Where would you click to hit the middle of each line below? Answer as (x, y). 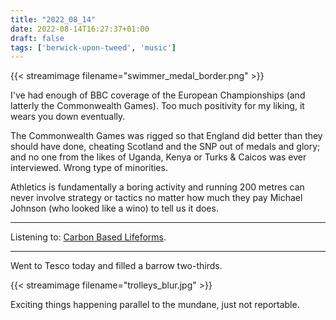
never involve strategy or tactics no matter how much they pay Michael (156, 198)
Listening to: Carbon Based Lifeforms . (88, 237)
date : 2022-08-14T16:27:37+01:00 (80, 29)
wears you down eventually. (68, 117)
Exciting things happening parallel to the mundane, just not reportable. (155, 305)
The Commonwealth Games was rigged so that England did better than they (166, 136)
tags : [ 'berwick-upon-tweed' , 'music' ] (93, 47)
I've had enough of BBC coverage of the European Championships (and (158, 95)
